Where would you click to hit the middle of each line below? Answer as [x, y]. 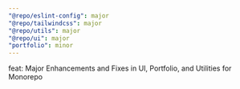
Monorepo [25, 77]
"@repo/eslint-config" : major [59, 16]
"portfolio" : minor [41, 46]
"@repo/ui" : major [39, 38]
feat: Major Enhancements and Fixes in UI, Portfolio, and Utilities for [120, 68]
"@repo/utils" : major [45, 30]
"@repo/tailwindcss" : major [55, 23]
